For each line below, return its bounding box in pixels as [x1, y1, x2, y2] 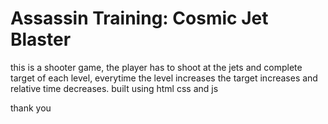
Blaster [10, 28, 72, 51]
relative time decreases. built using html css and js [10, 82, 219, 94]
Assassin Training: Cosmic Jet [10, 7, 269, 30]
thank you [10, 102, 52, 114]
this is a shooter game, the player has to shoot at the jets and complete [10, 61, 303, 73]
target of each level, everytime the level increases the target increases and [10, 72, 318, 84]
